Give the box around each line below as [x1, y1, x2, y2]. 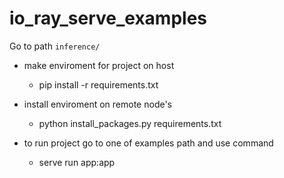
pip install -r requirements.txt [38, 78, 159, 91]
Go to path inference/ [9, 40, 101, 52]
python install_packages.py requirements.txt [38, 117, 222, 129]
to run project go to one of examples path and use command [23, 137, 274, 149]
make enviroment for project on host [23, 59, 175, 71]
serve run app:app [38, 156, 116, 168]
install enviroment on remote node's [23, 98, 172, 110]
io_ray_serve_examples [9, 7, 208, 30]
